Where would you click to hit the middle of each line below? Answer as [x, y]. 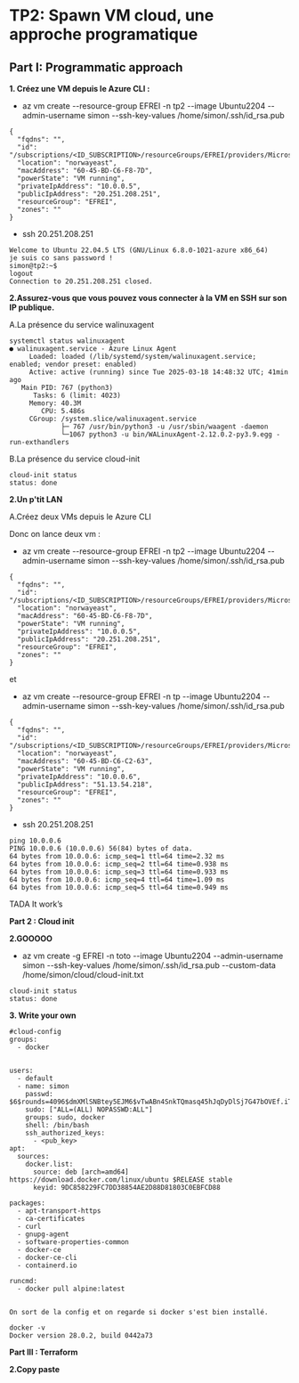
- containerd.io [47, 1265]
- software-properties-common [73, 1242]
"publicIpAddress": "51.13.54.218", [85, 785]
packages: [28, 1203]
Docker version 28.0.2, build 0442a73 [81, 1336]
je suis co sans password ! [61, 258]
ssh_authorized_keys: [65, 1133]
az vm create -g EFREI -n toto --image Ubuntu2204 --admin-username [153, 956]
